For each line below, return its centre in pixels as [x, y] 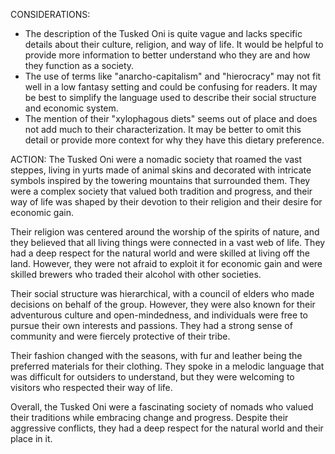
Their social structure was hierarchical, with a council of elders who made [162, 293]
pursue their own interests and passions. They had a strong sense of [151, 325]
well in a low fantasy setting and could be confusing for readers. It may [171, 87]
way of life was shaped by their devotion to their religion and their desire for [166, 202]
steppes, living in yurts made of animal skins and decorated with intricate [161, 170]
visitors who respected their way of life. [91, 387]
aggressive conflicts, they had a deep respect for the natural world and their [167, 428]
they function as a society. [79, 65]
